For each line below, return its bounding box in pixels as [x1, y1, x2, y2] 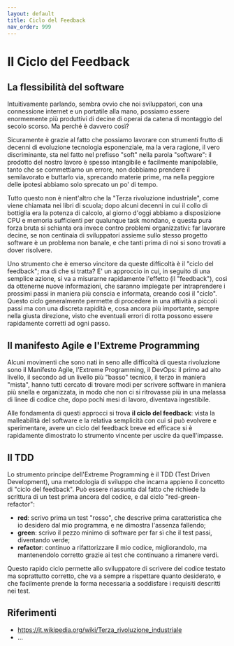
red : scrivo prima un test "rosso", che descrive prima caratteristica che [17, 514, 222, 522]
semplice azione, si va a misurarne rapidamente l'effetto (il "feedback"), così [7, 275, 228, 283]
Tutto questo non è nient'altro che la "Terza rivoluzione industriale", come [7, 194, 219, 202]
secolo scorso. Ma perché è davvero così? [7, 122, 129, 130]
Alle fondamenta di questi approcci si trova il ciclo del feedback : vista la [7, 409, 215, 418]
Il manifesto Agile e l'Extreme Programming [7, 339, 200, 351]
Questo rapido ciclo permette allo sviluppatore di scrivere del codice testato [7, 565, 226, 572]
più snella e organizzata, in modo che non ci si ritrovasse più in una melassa [7, 388, 226, 397]
